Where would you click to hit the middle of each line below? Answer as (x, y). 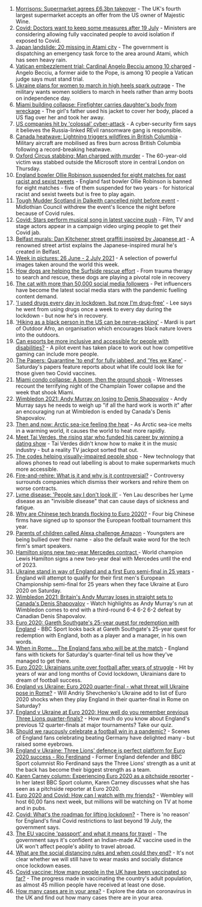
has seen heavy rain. (41, 60)
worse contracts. (36, 488)
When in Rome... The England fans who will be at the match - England (102, 648)
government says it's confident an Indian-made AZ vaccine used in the (103, 840)
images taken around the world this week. (67, 265)
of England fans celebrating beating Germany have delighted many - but (105, 738)
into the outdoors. (38, 335)
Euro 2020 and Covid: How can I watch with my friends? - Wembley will (104, 795)
